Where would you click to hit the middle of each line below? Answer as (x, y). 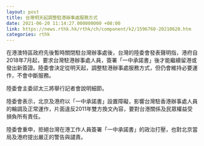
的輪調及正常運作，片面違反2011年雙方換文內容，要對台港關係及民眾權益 (97, 109)
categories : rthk (28, 35)
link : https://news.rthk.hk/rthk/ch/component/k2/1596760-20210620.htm (99, 29)
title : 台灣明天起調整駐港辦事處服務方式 (52, 18)
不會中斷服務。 (36, 75)
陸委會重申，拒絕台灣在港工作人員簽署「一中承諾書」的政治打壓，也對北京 (99, 130)
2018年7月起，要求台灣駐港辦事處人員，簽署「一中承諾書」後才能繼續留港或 (102, 60)
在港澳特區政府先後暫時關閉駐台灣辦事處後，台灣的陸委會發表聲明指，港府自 (102, 53)
